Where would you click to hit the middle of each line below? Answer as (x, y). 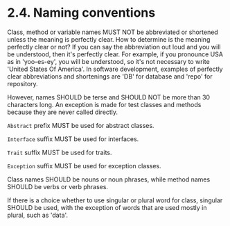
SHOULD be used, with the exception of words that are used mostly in (107, 207)
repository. (23, 83)
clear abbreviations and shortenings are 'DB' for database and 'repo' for (110, 76)
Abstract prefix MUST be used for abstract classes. (81, 125)
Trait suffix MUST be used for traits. (60, 152)
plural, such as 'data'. (37, 215)
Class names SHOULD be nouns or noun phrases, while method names (109, 179)
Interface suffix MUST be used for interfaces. (73, 139)
